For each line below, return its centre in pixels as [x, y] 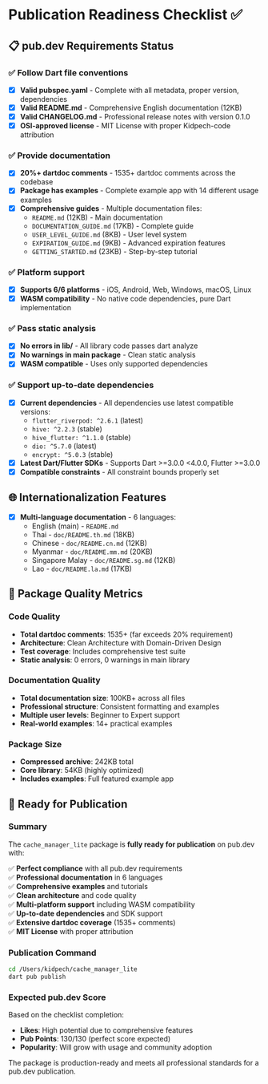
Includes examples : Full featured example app [97, 779]
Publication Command [52, 953]
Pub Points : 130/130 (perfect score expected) [95, 1039]
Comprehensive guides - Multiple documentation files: [111, 208]
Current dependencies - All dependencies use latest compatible [126, 402]
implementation [46, 308]
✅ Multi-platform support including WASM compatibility [102, 904]
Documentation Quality [55, 681]
